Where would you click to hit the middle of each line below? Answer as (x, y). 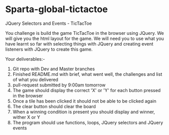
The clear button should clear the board (54, 106)
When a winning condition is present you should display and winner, (84, 112)
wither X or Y (26, 117)
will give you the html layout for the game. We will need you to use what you (84, 38)
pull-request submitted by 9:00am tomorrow (59, 85)
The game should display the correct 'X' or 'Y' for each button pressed (87, 90)
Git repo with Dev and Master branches (54, 69)
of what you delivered (35, 79)
